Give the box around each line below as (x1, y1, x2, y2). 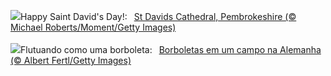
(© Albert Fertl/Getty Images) (10, 55, 132, 66)
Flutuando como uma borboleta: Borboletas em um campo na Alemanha (20, 44, 322, 55)
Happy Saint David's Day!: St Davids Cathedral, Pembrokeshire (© (20, 11, 297, 22)
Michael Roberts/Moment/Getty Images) (10, 21, 177, 33)
